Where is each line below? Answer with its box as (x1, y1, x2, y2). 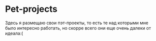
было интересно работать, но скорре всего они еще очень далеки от (5, 25, 151, 31)
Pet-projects (5, 3, 58, 15)
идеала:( (5, 30, 23, 36)
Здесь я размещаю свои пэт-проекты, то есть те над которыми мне (5, 20, 149, 26)
